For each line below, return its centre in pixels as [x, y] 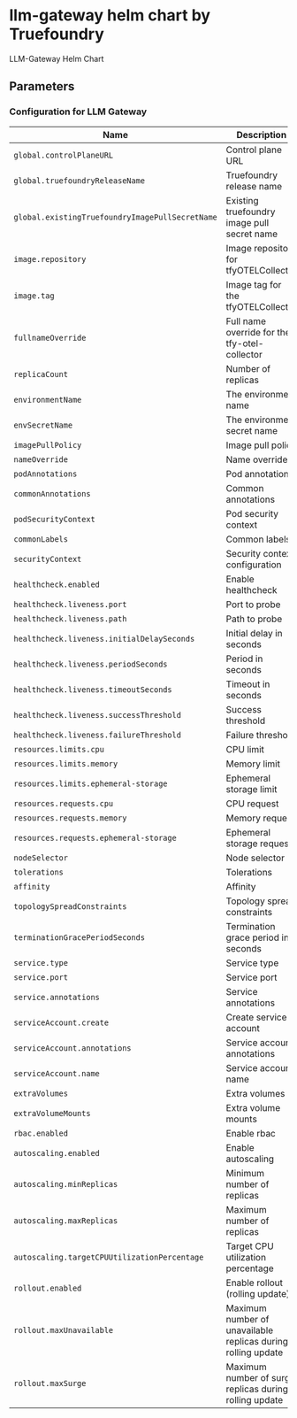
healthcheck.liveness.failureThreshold [97, 735]
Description [262, 135]
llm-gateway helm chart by [110, 15]
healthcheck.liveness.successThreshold [97, 715]
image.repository [50, 259]
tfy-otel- [245, 343]
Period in [244, 659]
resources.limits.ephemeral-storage [91, 783]
